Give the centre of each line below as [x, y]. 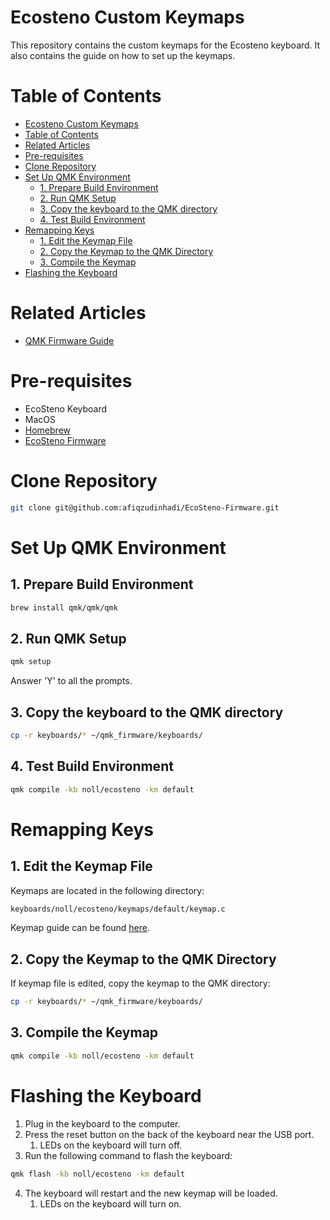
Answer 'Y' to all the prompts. [71, 681]
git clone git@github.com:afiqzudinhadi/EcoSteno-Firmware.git [145, 507]
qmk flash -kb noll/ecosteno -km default [98, 1174]
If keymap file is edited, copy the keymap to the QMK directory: [140, 983]
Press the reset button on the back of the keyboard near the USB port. [169, 1134]
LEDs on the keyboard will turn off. [111, 1145]
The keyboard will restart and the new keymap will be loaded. [151, 1193]
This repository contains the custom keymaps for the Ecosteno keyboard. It [165, 45]
